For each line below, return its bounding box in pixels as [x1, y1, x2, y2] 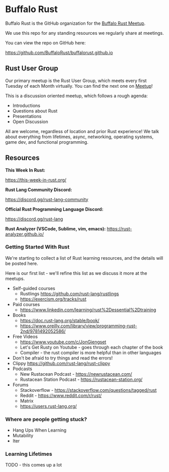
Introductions [12, 102, 40, 108]
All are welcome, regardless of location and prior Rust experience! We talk [5, 128, 159, 134]
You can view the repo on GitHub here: [5, 39, 86, 46]
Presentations [12, 113, 42, 119]
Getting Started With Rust [5, 244, 70, 251]
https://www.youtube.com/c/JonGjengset [20, 339, 106, 345]
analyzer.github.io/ [5, 231, 44, 237]
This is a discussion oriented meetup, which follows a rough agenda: [5, 92, 148, 99]
